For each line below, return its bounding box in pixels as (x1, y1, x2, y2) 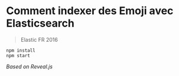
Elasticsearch (6, 16, 75, 30)
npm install (6, 47, 35, 54)
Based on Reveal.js (6, 63, 53, 70)
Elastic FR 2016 (20, 36, 58, 43)
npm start (6, 52, 31, 58)
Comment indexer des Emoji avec (6, 4, 174, 18)
